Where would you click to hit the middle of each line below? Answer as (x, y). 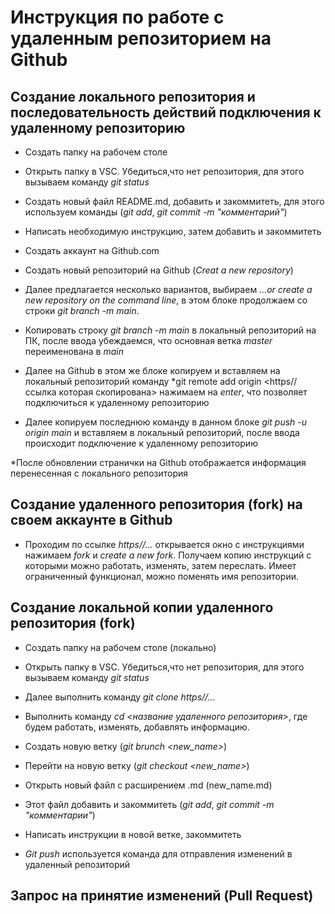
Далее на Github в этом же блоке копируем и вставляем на (152, 370)
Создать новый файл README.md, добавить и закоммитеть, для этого (174, 201)
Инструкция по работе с (117, 17)
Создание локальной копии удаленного (142, 607)
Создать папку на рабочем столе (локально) (120, 647)
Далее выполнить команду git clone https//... (120, 697)
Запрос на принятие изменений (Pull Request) (162, 896)
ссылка (40, 392)
